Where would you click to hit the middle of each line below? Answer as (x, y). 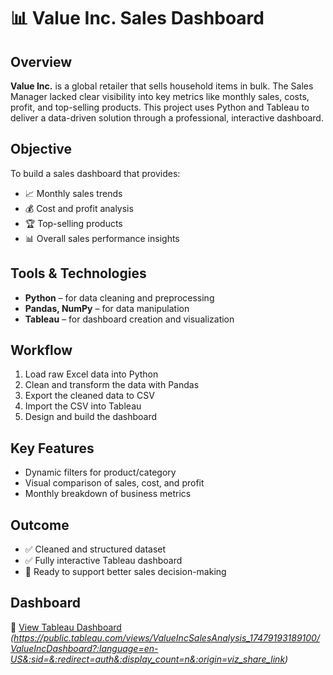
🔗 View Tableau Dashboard (66, 627)
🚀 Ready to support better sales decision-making (125, 572)
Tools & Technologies (78, 273)
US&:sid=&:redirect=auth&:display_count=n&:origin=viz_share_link (148, 659)
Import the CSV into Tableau (83, 406)
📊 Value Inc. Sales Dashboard (137, 18)
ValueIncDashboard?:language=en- (84, 648)
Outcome (40, 525)
